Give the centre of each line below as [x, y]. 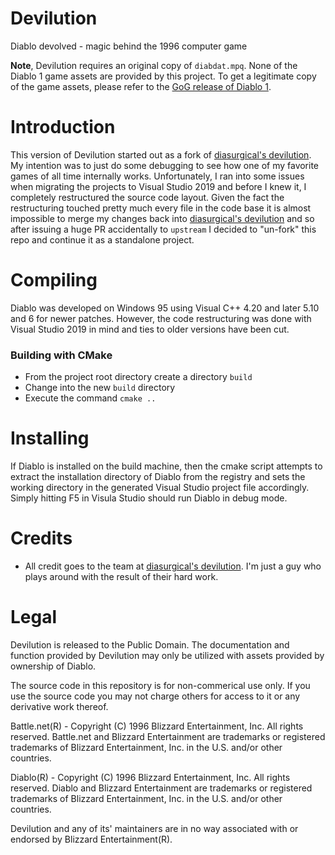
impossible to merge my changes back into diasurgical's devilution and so [162, 218]
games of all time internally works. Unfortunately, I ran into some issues [157, 176]
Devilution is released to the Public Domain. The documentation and [150, 644]
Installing [50, 438]
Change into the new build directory [100, 388]
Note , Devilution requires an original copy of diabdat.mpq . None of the [154, 65]
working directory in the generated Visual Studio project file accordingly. [160, 488]
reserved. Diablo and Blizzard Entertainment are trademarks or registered [161, 788]
